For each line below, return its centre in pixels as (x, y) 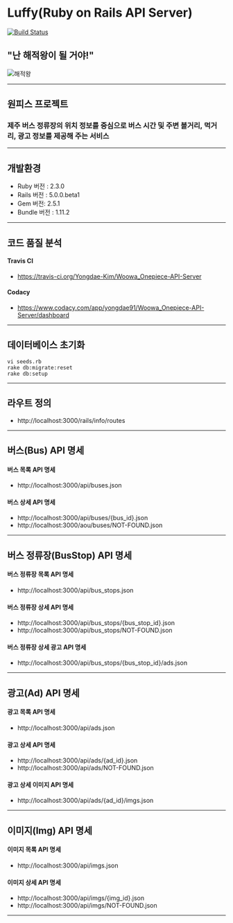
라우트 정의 (29, 403)
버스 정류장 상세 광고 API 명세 (47, 647)
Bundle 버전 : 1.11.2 (43, 213)
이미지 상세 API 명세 (34, 882)
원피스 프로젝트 (38, 105)
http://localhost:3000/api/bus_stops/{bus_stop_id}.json (96, 623)
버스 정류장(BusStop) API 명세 (70, 555)
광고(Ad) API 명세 (43, 693)
